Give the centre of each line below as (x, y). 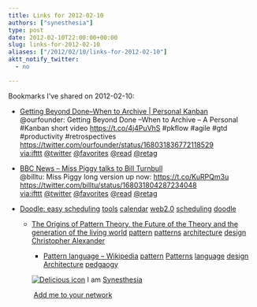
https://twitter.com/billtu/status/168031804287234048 (108, 185)
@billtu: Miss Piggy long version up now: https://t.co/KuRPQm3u (124, 176)
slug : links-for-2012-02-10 (54, 45)
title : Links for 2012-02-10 (56, 15)
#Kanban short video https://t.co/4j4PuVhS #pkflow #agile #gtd (123, 128)
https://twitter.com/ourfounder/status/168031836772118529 (117, 144)
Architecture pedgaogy (80, 264)
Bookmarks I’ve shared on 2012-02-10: (71, 96)
